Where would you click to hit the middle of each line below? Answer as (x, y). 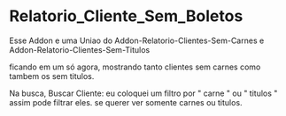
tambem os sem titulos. (52, 76)
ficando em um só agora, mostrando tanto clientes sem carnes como (135, 67)
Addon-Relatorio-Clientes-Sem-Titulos (80, 49)
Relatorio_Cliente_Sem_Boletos (126, 16)
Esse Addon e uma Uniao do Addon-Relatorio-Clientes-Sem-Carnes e (137, 40)
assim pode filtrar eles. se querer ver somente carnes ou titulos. (126, 102)
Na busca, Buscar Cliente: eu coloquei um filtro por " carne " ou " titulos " (143, 93)
